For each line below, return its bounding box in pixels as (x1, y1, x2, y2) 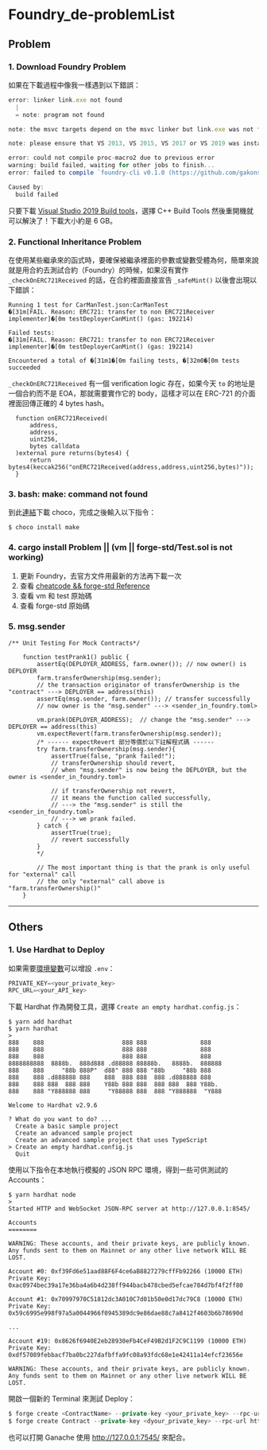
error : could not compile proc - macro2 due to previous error (8, 154, 215, 162)
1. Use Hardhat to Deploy (8, 945, 106, 956)
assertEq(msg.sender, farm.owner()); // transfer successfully (37, 695, 250, 703)
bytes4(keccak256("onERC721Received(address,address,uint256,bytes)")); (8, 463, 254, 471)
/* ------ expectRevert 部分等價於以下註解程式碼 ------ (37, 738, 215, 746)
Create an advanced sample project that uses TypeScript (15, 1136, 208, 1144)
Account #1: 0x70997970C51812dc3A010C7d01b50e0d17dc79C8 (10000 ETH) (8, 1296, 244, 1304)
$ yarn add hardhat (8, 1018, 73, 1026)
